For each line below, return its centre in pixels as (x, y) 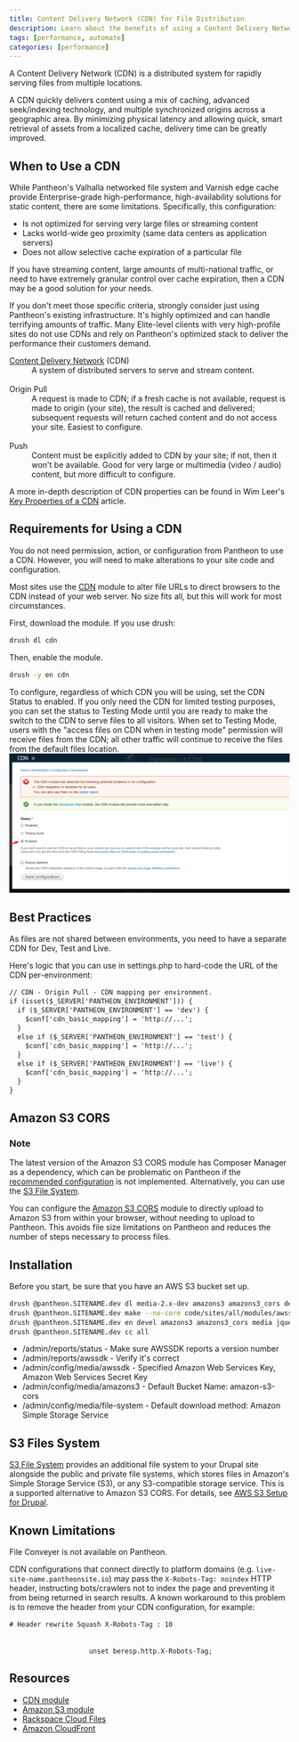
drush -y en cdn (39, 675)
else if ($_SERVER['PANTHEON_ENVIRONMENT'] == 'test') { (125, 1037)
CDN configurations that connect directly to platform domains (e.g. (132, 1569)
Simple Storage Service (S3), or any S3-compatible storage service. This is (147, 1484)
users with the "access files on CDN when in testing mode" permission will (146, 730)
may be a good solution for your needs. (81, 289)
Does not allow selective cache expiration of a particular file (132, 252)
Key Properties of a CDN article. (68, 501)
